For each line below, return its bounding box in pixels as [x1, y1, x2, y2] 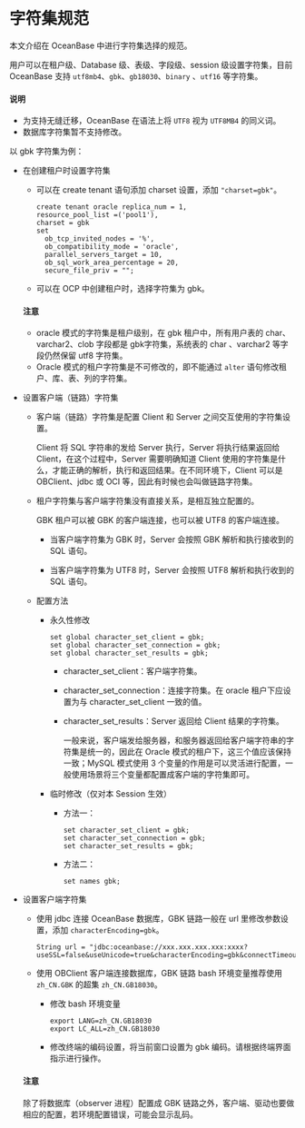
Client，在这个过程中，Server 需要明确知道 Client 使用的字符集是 [35, 453, 279, 464]
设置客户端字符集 [22, 894, 87, 905]
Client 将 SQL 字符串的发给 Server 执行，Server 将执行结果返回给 [35, 442, 280, 453]
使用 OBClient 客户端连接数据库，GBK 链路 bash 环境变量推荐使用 [35, 968, 283, 979]
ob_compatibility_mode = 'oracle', [44, 242, 180, 252]
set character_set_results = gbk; [63, 842, 194, 851]
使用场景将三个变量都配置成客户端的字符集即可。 [71, 769, 255, 780]
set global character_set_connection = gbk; [49, 641, 221, 650]
